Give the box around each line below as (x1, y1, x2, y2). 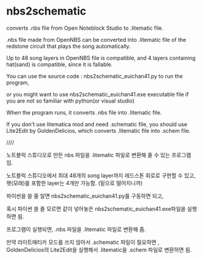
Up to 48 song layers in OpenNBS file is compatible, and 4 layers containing (6, 54, 196, 61)
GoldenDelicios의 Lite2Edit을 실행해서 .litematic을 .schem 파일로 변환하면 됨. (6, 246, 192, 253)
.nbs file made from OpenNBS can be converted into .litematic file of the (6, 36, 187, 43)
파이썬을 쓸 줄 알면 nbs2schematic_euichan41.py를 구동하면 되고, (6, 192, 164, 200)
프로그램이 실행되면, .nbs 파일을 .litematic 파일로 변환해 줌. (6, 226, 147, 233)
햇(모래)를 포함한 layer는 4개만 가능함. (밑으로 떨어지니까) (6, 179, 143, 186)
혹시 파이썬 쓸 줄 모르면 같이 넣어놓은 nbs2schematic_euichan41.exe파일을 (6, 205, 186, 212)
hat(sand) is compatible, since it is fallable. (6, 61, 113, 68)
